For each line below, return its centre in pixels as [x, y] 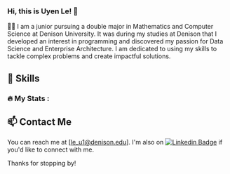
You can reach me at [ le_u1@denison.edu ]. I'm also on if [115, 142]
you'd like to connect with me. [51, 149]
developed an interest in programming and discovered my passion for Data [115, 41]
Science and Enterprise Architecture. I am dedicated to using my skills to [112, 49]
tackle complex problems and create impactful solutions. [89, 56]
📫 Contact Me [40, 122]
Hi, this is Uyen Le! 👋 [43, 11]
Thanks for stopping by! [42, 163]
